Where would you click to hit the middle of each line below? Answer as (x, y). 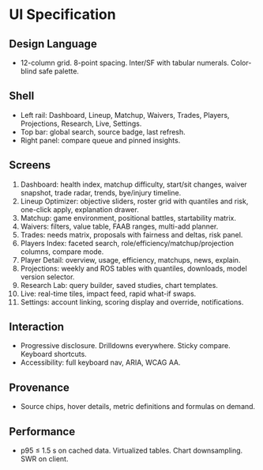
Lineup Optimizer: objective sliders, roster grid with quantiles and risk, (134, 201)
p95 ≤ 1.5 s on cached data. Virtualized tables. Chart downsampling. (131, 451)
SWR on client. (44, 459)
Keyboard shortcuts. (54, 354)
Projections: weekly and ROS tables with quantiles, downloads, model (133, 268)
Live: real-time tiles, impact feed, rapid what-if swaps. (108, 294)
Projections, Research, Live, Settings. (81, 123)
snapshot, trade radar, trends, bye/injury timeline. (101, 192)
